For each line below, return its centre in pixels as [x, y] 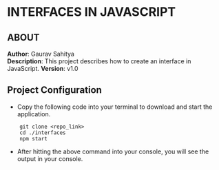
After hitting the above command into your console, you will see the [113, 151]
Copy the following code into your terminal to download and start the [115, 107]
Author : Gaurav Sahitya [41, 54]
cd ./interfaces [43, 132]
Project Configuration [54, 90]
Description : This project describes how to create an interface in [99, 61]
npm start [34, 138]
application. [34, 114]
